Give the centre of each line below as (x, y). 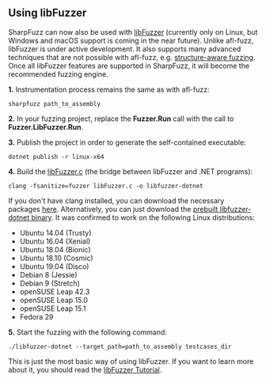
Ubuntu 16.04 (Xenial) (55, 241)
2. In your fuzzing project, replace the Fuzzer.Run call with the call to (121, 119)
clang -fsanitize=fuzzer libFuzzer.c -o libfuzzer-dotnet (106, 186)
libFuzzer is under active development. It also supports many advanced (125, 49)
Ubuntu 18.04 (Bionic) (55, 249)
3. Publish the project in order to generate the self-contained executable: (127, 142)
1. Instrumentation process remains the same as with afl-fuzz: (109, 89)
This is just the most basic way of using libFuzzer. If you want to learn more (131, 361)
